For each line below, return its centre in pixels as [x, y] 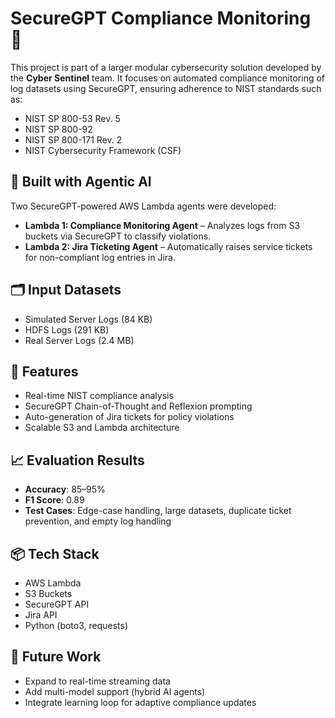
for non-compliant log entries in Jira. [100, 257]
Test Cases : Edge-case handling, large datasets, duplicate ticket [158, 511]
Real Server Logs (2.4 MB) [79, 340]
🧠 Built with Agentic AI [81, 182]
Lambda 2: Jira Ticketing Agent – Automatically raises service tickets [168, 246]
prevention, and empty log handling [98, 521]
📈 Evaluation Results [77, 460]
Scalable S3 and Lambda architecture [102, 428]
